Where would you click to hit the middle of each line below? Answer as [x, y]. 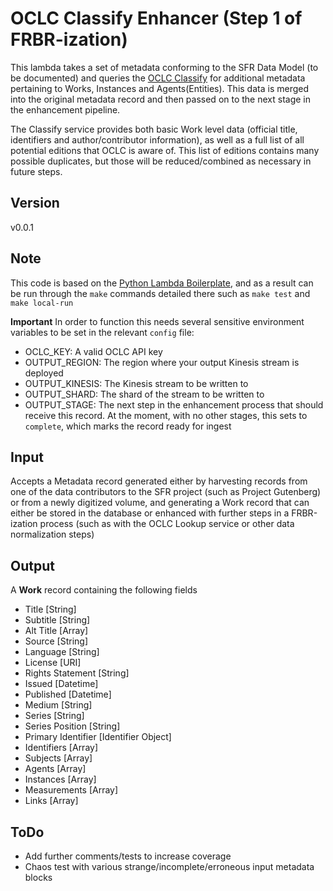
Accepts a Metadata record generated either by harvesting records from [159, 481]
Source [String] [56, 641]
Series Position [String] [72, 726]
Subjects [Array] [58, 758]
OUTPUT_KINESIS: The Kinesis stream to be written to [136, 383]
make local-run [42, 303]
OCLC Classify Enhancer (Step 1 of [156, 18]
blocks [38, 877]
